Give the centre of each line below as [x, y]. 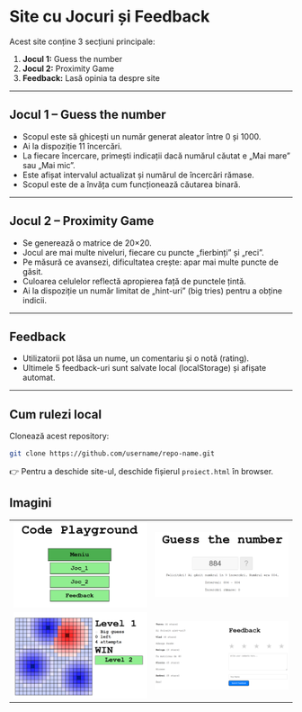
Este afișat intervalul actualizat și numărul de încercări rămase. [138, 175]
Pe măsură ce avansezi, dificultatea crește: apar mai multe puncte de [150, 262]
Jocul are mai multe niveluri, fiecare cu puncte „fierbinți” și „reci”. [143, 252]
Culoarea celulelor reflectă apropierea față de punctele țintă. [134, 281]
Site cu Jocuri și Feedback [110, 17]
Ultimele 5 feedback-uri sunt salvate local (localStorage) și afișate [144, 368]
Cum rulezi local [55, 415]
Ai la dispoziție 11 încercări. [72, 146]
